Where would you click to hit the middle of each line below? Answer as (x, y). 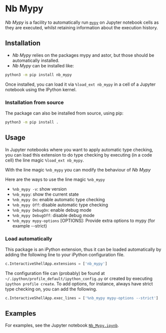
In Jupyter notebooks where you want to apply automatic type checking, (79, 150)
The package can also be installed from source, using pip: (64, 113)
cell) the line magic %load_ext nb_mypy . (45, 160)
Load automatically (29, 238)
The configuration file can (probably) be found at (55, 273)
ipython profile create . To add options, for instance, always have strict (79, 283)
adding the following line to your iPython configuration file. (65, 254)
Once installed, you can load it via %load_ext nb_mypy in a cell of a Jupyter (81, 84)
